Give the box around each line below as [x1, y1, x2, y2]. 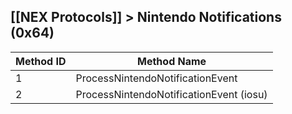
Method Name [137, 54, 207, 68]
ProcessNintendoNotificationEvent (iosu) [75, 87, 268, 101]
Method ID [15, 54, 67, 68]
